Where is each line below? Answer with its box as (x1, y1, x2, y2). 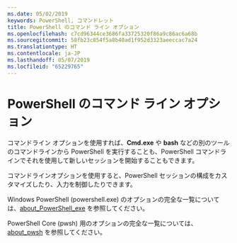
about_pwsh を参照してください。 (7, 227, 107, 236)
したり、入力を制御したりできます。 (31, 180, 137, 188)
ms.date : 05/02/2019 (7, 10, 69, 18)
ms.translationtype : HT (7, 43, 78, 50)
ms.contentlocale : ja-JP (7, 50, 81, 57)
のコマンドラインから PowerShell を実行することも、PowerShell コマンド (7, 147, 221, 156)
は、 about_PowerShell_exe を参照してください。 (7, 203, 149, 213)
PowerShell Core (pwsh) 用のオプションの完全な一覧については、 (7, 219, 197, 227)
